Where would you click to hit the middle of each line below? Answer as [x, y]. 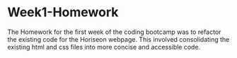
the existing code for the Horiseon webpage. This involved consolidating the [118, 39]
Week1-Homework [63, 12]
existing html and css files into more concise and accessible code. [104, 47]
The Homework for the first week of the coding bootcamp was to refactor [114, 32]
